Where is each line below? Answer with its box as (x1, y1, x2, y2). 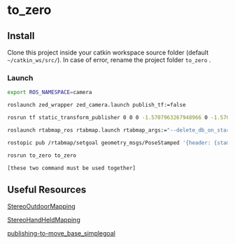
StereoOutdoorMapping (7, 202, 76, 211)
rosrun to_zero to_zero (7, 152, 77, 159)
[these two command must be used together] (7, 165, 136, 171)
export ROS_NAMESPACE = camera (7, 89, 92, 96)
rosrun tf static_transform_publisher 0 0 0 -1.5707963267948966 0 (7, 114, 208, 121)
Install (7, 30, 35, 42)
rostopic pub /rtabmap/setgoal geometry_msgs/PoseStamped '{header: (7, 139, 211, 146)
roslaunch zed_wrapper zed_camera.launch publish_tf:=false (7, 102, 187, 109)
